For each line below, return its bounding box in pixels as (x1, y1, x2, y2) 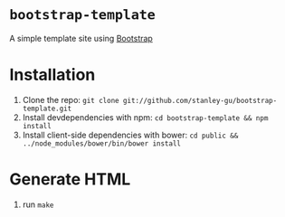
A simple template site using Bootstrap (9, 33, 154, 43)
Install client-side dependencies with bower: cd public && (22, 129, 239, 140)
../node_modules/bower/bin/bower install (22, 138, 181, 148)
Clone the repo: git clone (22, 94, 119, 105)
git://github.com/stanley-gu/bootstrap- (122, 96, 278, 105)
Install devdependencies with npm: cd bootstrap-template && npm (22, 111, 269, 123)
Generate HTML (9, 169, 131, 190)
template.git (22, 104, 72, 113)
